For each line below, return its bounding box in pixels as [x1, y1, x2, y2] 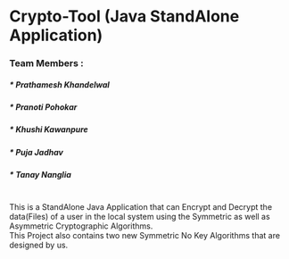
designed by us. [9, 239, 69, 250]
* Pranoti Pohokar [9, 102, 78, 113]
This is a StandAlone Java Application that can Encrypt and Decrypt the [9, 201, 273, 212]
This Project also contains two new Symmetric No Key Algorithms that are [9, 230, 281, 240]
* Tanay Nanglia [9, 170, 71, 180]
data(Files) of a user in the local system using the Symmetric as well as [9, 211, 270, 221]
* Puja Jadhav [9, 146, 64, 157]
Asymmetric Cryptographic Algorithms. [9, 221, 153, 231]
